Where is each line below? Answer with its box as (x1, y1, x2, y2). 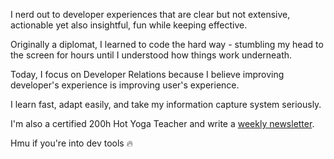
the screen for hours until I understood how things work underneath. (10, 49, 293, 61)
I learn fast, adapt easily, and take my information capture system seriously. (10, 99, 322, 110)
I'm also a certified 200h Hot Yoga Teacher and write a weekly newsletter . (10, 118, 315, 129)
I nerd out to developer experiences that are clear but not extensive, (10, 9, 291, 20)
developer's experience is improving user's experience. (10, 79, 240, 91)
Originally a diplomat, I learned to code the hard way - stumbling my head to (10, 39, 324, 50)
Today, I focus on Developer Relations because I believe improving (10, 69, 285, 80)
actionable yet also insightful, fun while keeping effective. (10, 19, 248, 31)
